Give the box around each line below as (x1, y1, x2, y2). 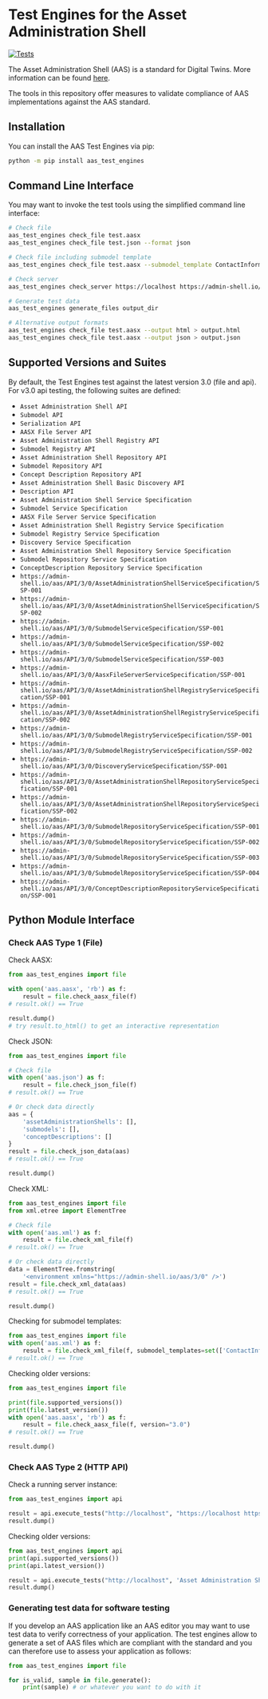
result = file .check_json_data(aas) (8, 1148, 130, 1156)
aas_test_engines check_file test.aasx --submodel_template (8, 261, 213, 269)
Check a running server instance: (8, 1480, 118, 1490)
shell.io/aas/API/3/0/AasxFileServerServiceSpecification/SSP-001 (19, 670, 246, 678)
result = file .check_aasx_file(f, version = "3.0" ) (22, 1421, 191, 1429)
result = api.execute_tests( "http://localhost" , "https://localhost (8, 1510, 241, 1518)
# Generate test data (8, 297, 81, 305)
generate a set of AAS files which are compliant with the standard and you (8, 1637, 253, 1647)
